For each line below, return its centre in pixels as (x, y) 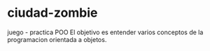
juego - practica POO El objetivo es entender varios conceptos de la (105, 32)
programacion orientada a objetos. (57, 39)
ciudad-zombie (52, 13)
